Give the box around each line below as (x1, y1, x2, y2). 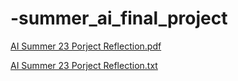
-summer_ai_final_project (10, 7, 228, 30)
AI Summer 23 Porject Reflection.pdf (10, 40, 162, 52)
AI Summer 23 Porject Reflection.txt (10, 59, 158, 71)
